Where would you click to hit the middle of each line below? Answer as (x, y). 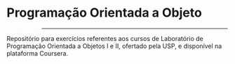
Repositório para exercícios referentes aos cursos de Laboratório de (105, 38)
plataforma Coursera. (37, 53)
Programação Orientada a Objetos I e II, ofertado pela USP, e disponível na (114, 46)
